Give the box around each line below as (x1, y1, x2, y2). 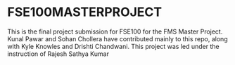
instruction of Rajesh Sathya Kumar (7, 50, 109, 58)
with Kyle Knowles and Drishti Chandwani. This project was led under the (7, 42, 220, 50)
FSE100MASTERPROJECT (7, 4, 163, 20)
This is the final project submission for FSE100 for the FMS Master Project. (7, 27, 223, 36)
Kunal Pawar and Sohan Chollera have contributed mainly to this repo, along (7, 34, 228, 43)
